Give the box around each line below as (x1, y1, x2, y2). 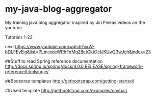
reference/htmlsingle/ (5, 68, 49, 74)
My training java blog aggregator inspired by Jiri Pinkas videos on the (5, 20, 146, 25)
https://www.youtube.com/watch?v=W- (15, 43, 95, 49)
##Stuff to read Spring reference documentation (5, 58, 103, 64)
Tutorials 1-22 (5, 34, 33, 40)
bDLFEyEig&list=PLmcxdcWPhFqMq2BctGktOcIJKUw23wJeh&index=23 (5, 49, 151, 55)
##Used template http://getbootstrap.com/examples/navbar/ (5, 87, 128, 93)
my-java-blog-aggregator (5, 3, 112, 15)
